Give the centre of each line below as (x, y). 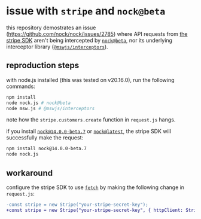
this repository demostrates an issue (51, 28)
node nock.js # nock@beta (38, 103)
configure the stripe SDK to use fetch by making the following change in (95, 187)
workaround (30, 173)
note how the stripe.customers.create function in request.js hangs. (91, 120)
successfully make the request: (45, 138)
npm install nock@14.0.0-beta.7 (46, 149)
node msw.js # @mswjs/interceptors (51, 108)
